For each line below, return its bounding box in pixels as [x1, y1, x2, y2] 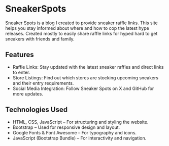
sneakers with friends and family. [5, 36, 75, 42]
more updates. [12, 90, 43, 96]
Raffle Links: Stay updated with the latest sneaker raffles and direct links [12, 64, 164, 70]
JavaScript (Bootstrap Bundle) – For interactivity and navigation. [12, 135, 147, 141]
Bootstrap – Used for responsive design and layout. [12, 124, 120, 130]
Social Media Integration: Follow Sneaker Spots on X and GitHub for [12, 85, 154, 91]
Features [5, 51, 34, 59]
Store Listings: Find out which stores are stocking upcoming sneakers [12, 74, 159, 81]
